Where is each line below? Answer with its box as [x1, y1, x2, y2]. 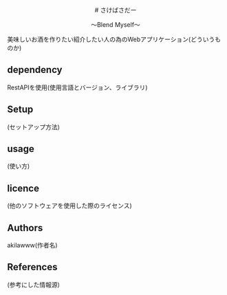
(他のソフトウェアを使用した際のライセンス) [7, 201, 132, 210]
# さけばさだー [94, 6, 137, 14]
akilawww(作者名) [7, 241, 58, 250]
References [7, 261, 58, 273]
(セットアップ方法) [7, 122, 61, 131]
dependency [7, 64, 63, 76]
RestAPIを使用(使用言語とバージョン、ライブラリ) [7, 83, 148, 91]
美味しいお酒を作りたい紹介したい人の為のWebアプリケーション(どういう [7, 35, 215, 43]
